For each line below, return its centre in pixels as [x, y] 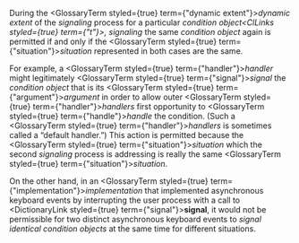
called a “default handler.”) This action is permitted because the [127, 135]
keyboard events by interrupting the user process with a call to [125, 200]
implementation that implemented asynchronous [174, 191]
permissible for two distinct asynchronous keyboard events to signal [136, 219]
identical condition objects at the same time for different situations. [133, 229]
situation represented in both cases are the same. [151, 51]
